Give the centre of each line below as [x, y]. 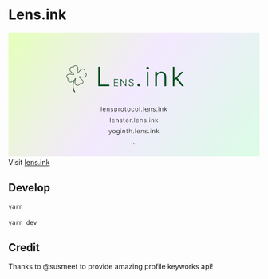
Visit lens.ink [29, 163]
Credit [24, 248]
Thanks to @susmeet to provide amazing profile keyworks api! [111, 267]
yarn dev [23, 223]
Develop [29, 188]
